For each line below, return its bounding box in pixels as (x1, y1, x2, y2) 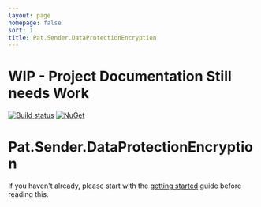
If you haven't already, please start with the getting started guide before (8, 181, 242, 190)
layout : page (8, 11, 51, 20)
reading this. (8, 190, 49, 199)
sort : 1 (8, 26, 34, 34)
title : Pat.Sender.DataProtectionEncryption (8, 33, 157, 42)
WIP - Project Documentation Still (8, 68, 233, 85)
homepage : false (8, 19, 62, 27)
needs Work (8, 85, 89, 103)
